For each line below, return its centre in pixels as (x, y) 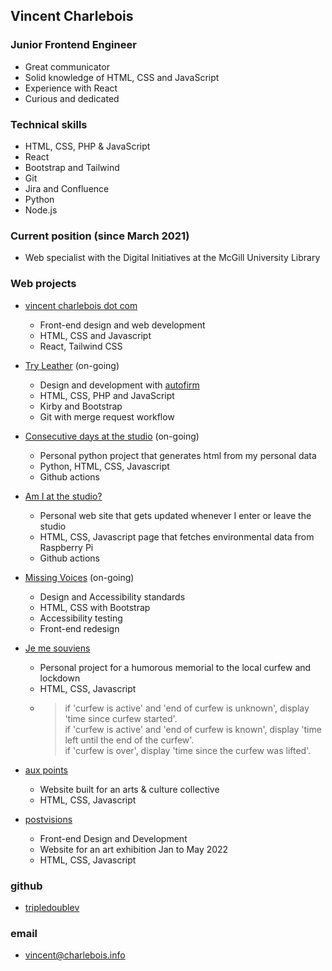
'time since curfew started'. (121, 718)
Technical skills (49, 124)
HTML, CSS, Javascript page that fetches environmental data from (177, 536)
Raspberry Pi (66, 547)
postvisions (48, 819)
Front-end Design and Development (113, 838)
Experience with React (71, 88)
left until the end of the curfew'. (129, 740)
